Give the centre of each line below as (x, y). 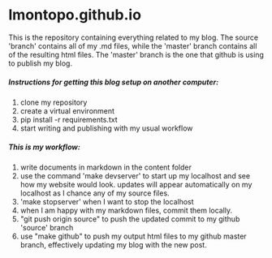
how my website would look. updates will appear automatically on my (136, 184)
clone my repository (54, 102)
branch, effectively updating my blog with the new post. (113, 244)
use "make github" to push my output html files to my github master (133, 236)
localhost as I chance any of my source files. (95, 193)
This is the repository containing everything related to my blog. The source (133, 37)
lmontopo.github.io (75, 15)
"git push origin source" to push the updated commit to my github (130, 219)
